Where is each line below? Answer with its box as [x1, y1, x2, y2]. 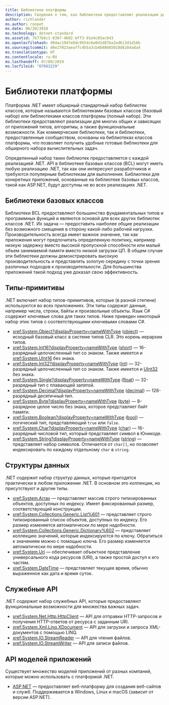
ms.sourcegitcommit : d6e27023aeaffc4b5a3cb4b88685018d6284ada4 [5, 45, 141, 50]
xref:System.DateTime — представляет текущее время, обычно [12, 565, 148, 571]
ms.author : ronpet [5, 21, 44, 27]
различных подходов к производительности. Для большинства [5, 263, 142, 269]
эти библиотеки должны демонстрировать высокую [5, 253, 118, 259]
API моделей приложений [5, 655, 92, 664]
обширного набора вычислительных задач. [5, 145, 99, 152]
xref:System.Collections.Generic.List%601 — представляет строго [12, 511, 152, 517]
